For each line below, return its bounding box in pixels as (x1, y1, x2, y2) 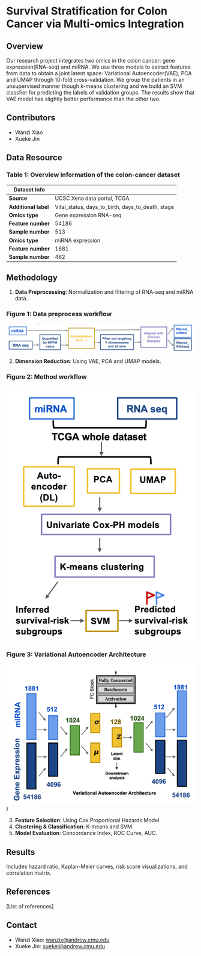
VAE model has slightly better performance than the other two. (6, 95, 161, 102)
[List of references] (6, 902, 54, 910)
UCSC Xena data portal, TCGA (55, 194, 130, 202)
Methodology (6, 272, 58, 282)
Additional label (8, 203, 49, 210)
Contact (6, 920, 37, 931)
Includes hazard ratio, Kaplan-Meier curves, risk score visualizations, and (6, 863, 188, 871)
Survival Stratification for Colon (6, 4, 168, 18)
